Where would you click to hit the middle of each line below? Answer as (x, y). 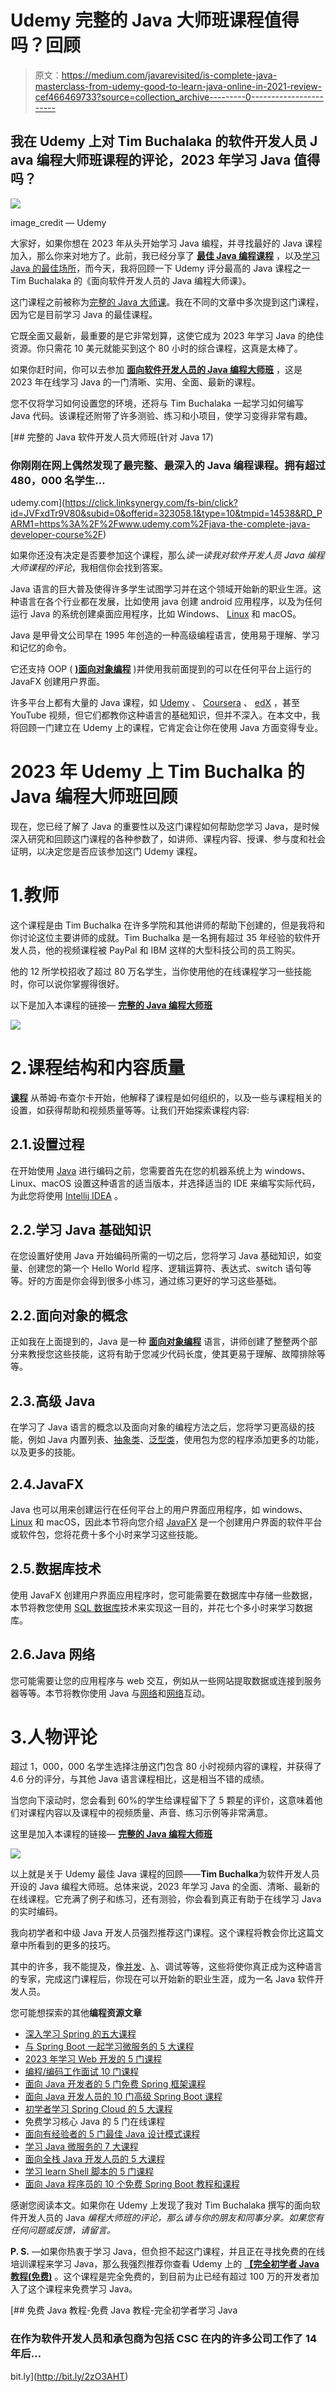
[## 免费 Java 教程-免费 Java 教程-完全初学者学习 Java (124, 2310)
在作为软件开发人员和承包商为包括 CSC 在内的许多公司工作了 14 (163, 2339)
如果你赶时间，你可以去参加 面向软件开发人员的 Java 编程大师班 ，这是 (156, 369)
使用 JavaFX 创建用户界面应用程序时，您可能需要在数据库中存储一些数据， (164, 1595)
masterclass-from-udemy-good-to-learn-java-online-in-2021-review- (178, 86)
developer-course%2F (56, 535)
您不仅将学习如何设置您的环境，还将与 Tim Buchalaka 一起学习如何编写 (157, 403)
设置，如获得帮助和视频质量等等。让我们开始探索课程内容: (130, 1110)
